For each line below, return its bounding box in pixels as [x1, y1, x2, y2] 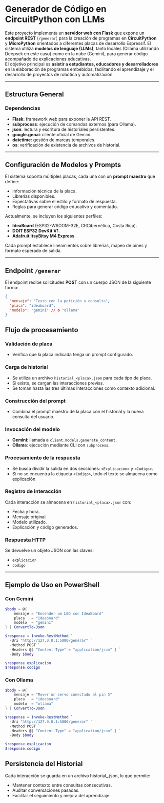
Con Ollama [5, 676, 33, 683]
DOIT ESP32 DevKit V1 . [12, 228, 60, 234]
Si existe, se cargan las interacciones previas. [12, 380, 104, 386]
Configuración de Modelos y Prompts [5, 161, 121, 169]
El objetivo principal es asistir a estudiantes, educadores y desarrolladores [5, 61, 159, 67]
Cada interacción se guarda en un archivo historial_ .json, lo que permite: [5, 773, 150, 779]
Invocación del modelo [5, 426, 60, 433]
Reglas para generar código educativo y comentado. [12, 204, 118, 210]
